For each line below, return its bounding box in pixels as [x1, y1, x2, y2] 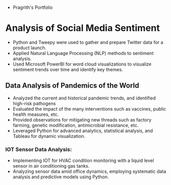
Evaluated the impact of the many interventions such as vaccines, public [12, 106, 166, 112]
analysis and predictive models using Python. [12, 174, 109, 180]
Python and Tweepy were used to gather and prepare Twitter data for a [12, 39, 163, 45]
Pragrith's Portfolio [12, 5, 53, 10]
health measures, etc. [12, 111, 59, 117]
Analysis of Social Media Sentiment [5, 23, 160, 34]
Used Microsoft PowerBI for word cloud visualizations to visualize [12, 61, 151, 67]
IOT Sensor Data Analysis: [5, 146, 72, 153]
